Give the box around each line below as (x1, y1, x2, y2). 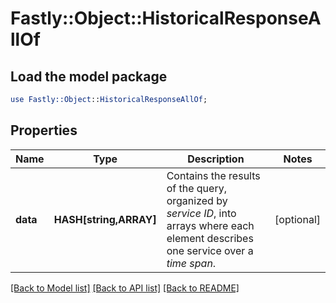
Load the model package (10, 68, 168, 85)
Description (187, 152, 245, 166)
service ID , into (166, 206, 237, 220)
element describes (166, 231, 254, 245)
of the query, (166, 181, 227, 195)
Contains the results (166, 168, 261, 182)
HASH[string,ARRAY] (53, 212, 157, 226)
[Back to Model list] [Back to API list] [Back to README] (10, 282, 240, 294)
